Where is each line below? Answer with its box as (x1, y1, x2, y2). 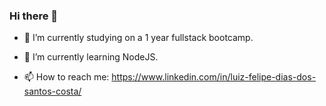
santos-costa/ (23, 85, 82, 98)
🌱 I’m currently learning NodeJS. (23, 51, 159, 63)
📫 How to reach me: (23, 71, 110, 83)
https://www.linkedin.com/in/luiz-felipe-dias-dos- (111, 71, 317, 83)
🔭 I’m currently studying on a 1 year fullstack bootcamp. (23, 32, 254, 44)
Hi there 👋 (9, 9, 59, 23)
